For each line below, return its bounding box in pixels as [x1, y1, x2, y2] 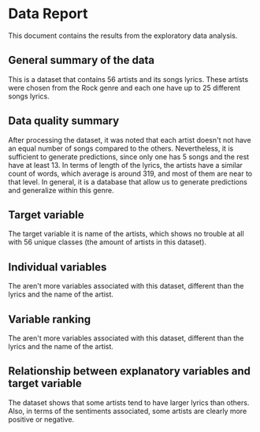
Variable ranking [8, 312, 91, 326]
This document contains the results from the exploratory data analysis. [8, 31, 238, 40]
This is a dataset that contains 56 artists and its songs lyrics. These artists [8, 74, 249, 84]
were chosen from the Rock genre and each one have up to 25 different [8, 83, 241, 92]
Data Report [8, 5, 88, 23]
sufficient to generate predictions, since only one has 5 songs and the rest [8, 151, 250, 162]
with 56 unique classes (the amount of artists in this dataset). [8, 237, 207, 247]
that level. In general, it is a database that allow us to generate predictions [8, 177, 248, 186]
